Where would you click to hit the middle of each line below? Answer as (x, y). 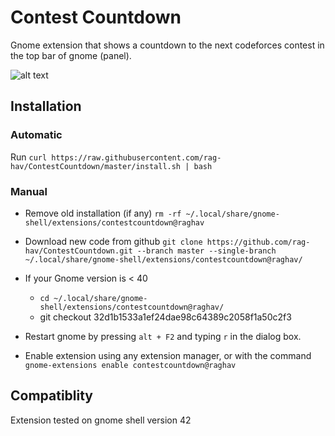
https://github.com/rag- (258, 242)
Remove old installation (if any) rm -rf (103, 213)
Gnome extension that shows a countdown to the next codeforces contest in (167, 45)
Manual (29, 191)
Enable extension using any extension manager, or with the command (168, 355)
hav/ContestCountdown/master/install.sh (96, 166)
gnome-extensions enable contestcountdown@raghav (130, 365)
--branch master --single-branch (206, 251)
